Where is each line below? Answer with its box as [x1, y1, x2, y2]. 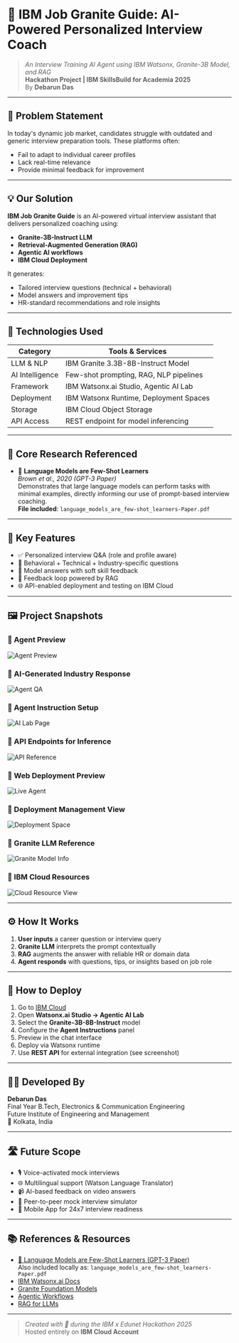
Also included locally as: [17, 1263, 89, 1271]
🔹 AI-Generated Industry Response [7, 668, 131, 678]
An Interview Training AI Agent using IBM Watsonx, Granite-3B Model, [24, 60, 231, 68]
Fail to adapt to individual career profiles [17, 150, 137, 159]
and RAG [24, 68, 51, 76]
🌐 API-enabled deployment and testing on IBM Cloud [17, 582, 174, 589]
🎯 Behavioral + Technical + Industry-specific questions [17, 559, 179, 567]
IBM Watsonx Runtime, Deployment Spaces [65, 393, 211, 403]
